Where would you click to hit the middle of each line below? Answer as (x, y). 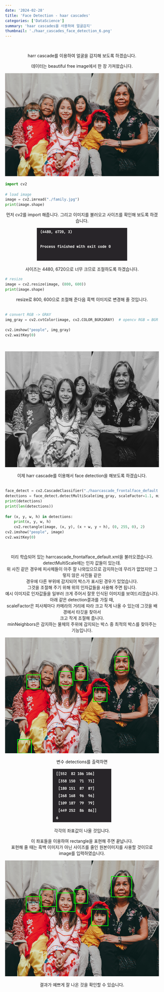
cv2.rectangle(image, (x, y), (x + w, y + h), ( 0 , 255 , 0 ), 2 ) (80, 527)
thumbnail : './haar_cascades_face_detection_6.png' (59, 31)
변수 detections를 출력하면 (82, 762)
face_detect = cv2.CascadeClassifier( (44, 491)
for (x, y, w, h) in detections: (39, 517)
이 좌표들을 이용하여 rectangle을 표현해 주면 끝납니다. (82, 841)
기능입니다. (82, 630)
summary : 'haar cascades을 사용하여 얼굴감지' (49, 26)
